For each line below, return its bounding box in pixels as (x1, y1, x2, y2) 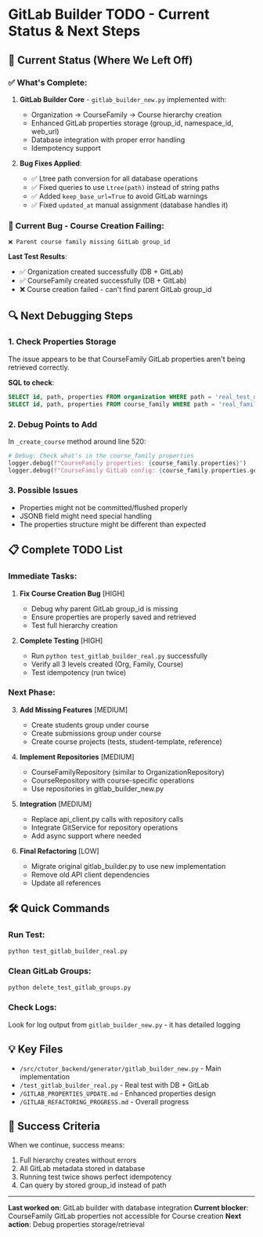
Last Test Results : (8, 252, 68, 261)
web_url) (31, 126, 60, 136)
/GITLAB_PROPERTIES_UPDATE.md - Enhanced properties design (19, 1089, 217, 1098)
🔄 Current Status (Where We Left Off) (8, 53, 193, 67)
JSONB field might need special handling (19, 511, 153, 520)
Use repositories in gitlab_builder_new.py (31, 783, 164, 794)
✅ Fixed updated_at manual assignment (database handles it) (31, 200, 229, 210)
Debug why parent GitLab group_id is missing (31, 604, 178, 613)
